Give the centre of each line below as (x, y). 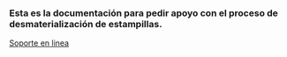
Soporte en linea (39, 43)
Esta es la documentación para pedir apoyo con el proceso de (143, 13)
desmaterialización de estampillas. (86, 24)
